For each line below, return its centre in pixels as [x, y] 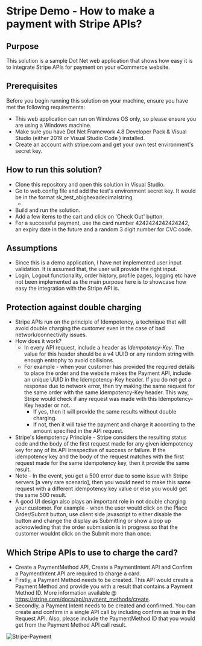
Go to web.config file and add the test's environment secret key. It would [105, 191]
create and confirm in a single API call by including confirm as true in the [105, 612]
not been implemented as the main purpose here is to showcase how [101, 282]
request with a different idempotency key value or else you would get [101, 489]
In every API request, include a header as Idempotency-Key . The [104, 348]
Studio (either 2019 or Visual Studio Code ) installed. [80, 138]
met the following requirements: [46, 107]
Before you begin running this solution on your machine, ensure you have [97, 100]
